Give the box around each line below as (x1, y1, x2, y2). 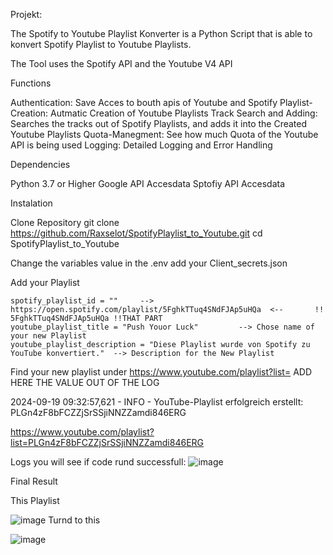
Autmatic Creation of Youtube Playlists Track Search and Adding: (50, 107, 318, 119)
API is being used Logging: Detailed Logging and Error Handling (10, 139, 273, 151)
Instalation (10, 197, 53, 209)
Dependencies (10, 159, 71, 170)
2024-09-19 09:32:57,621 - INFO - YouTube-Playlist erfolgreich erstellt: (10, 396, 304, 408)
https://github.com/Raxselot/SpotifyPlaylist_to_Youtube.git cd (10, 227, 263, 239)
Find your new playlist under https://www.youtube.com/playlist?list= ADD (10, 366, 313, 378)
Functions (10, 77, 52, 89)
